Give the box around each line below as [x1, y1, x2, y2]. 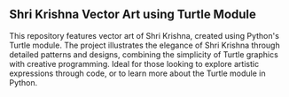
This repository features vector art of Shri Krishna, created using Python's [9, 30, 279, 41]
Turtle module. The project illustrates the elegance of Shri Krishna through [9, 40, 281, 50]
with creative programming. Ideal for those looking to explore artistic [9, 58, 260, 69]
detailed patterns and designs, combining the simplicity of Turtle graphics [9, 48, 279, 60]
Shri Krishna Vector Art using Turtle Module [9, 7, 257, 22]
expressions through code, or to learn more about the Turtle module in [9, 68, 266, 78]
